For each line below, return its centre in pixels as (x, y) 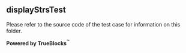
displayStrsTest (36, 10)
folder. (14, 31)
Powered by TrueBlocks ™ (38, 43)
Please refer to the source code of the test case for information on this (93, 24)
